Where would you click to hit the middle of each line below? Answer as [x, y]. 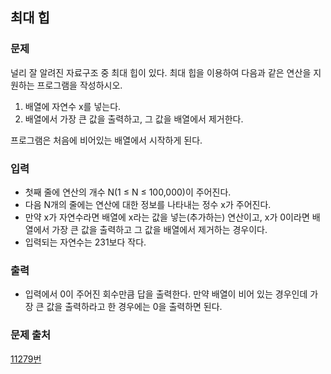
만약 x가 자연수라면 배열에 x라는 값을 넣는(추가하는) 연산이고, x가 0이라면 [167, 217]
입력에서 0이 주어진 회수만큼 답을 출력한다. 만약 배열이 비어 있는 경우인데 [166, 294]
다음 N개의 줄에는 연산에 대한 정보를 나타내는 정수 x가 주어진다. [148, 204]
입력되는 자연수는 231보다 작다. [85, 242]
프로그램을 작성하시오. [79, 85]
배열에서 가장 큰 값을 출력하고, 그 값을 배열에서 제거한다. [134, 119]
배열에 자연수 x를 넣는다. [73, 106]
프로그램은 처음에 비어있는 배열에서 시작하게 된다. [106, 140]
